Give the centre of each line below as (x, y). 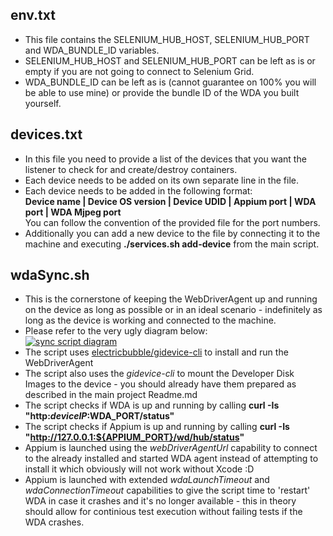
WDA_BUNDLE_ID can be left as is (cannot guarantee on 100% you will (170, 82)
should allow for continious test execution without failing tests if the (163, 512)
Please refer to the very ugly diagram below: (116, 331)
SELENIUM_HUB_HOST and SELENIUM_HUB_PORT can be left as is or (170, 60)
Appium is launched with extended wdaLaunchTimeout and (147, 480)
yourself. (43, 103)
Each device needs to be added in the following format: (138, 190)
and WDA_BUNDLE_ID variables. (92, 50)
